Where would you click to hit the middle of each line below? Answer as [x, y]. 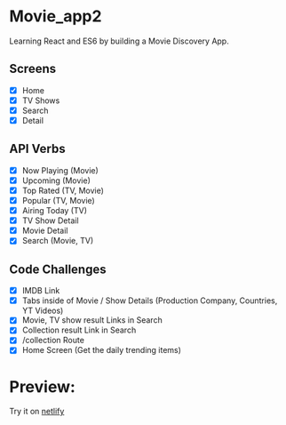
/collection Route [53, 341]
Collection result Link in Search [79, 330]
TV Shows [41, 100]
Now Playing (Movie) [60, 170]
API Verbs [37, 149]
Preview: [42, 386]
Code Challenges [58, 269]
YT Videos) [43, 311]
